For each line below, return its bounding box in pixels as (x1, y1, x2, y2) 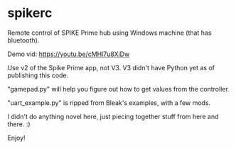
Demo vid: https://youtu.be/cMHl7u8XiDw (7, 50, 130, 58)
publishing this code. (7, 71, 69, 79)
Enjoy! (7, 133, 26, 142)
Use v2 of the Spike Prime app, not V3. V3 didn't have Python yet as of (7, 63, 215, 72)
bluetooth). (7, 35, 40, 44)
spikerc (7, 5, 53, 21)
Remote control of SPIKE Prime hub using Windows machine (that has (7, 28, 212, 37)
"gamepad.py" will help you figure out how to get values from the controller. (7, 84, 230, 93)
